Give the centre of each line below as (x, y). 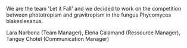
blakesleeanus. (25, 21)
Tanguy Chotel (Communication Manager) (58, 39)
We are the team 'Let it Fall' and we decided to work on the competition (94, 9)
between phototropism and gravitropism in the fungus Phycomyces (89, 15)
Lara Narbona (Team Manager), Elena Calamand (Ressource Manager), (93, 33)
